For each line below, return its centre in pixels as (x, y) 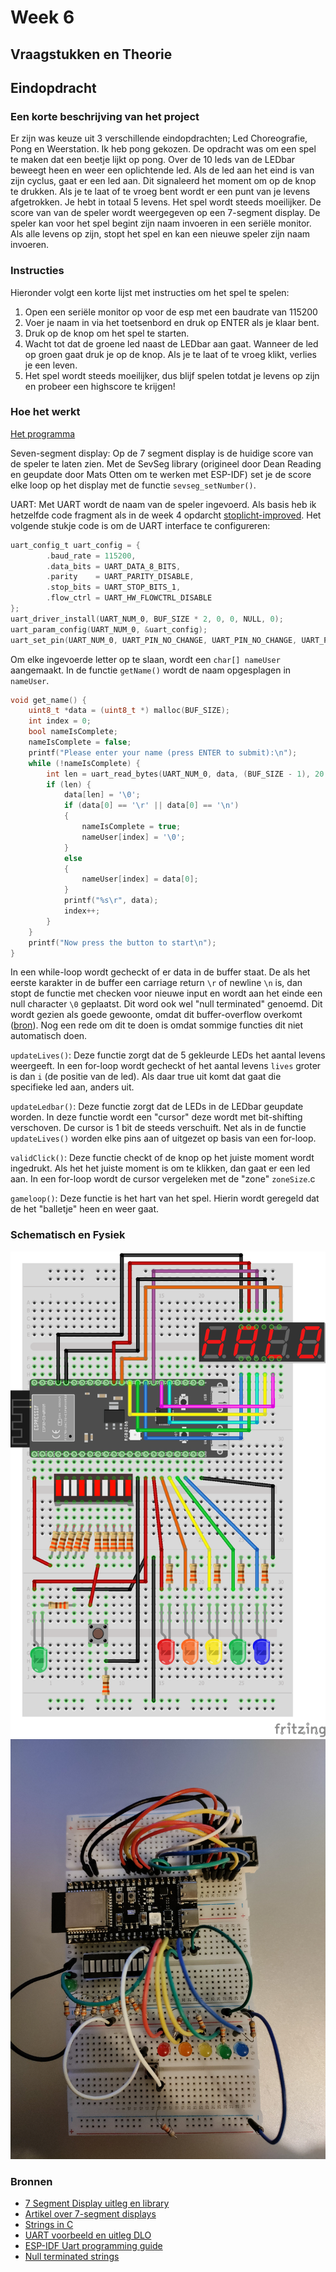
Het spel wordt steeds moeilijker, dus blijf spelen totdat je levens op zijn (172, 375)
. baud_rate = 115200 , (91, 556)
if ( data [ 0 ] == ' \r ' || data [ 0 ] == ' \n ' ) (151, 806)
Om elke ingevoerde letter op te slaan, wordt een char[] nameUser (145, 659)
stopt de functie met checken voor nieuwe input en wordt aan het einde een (166, 993)
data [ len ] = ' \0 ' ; (102, 795)
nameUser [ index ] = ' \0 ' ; (133, 837)
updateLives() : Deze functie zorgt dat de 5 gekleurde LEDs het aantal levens (168, 1055)
